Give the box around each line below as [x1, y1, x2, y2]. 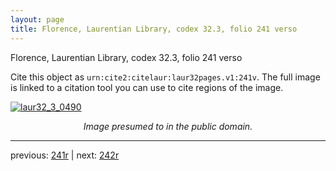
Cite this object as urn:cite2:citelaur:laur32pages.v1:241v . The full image [10, 71, 321, 83]
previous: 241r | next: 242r [10, 149, 120, 161]
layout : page [10, 14, 65, 25]
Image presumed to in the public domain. [83, 120, 253, 132]
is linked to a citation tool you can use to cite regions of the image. [10, 81, 284, 93]
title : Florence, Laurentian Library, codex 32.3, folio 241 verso [10, 24, 298, 34]
